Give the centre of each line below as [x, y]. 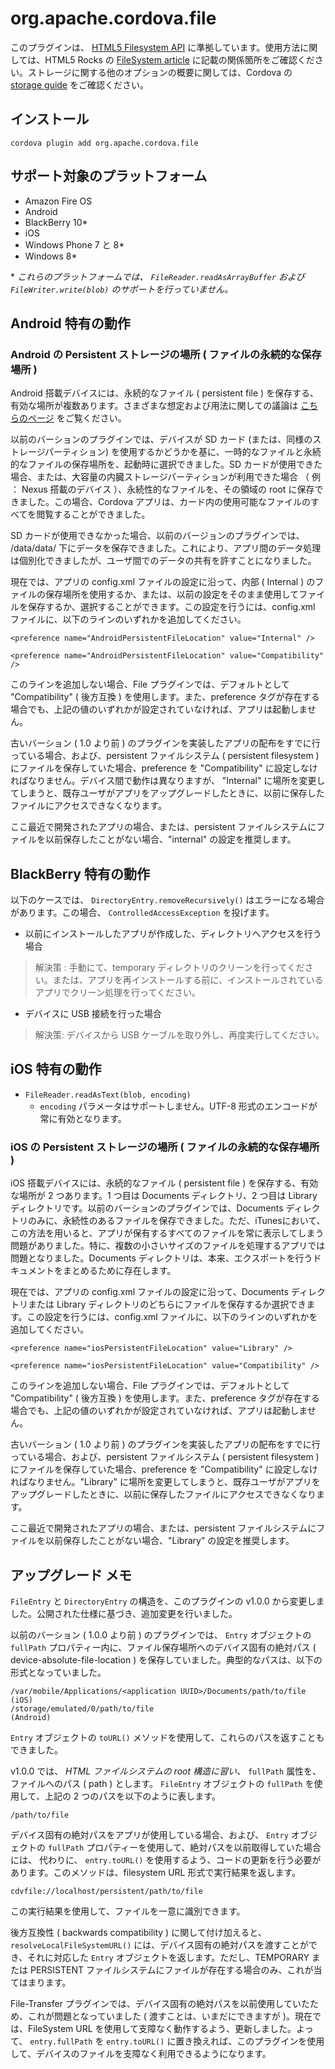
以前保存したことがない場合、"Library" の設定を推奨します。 [169, 1541]
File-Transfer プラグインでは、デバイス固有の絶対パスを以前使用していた [160, 2003]
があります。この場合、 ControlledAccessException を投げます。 [142, 913]
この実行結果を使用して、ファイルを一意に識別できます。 [128, 1911]
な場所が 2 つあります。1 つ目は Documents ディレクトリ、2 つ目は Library [164, 1196]
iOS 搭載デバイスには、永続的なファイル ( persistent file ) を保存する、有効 [164, 1183]
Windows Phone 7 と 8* [74, 244]
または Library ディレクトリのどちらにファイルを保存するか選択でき [167, 1304]
